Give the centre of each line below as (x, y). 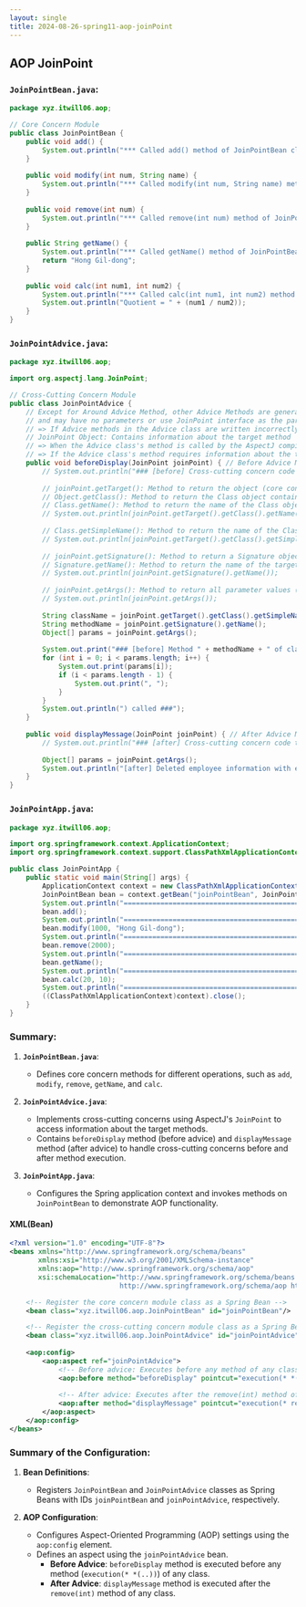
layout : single (38, 18)
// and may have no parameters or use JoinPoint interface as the (154, 421)
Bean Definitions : (56, 1472)
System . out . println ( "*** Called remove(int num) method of (157, 218)
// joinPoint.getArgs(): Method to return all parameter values (167, 590)
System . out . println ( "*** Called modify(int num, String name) (163, 184)
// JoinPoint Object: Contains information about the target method (158, 438)
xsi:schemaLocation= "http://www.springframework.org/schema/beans (167, 1277)
